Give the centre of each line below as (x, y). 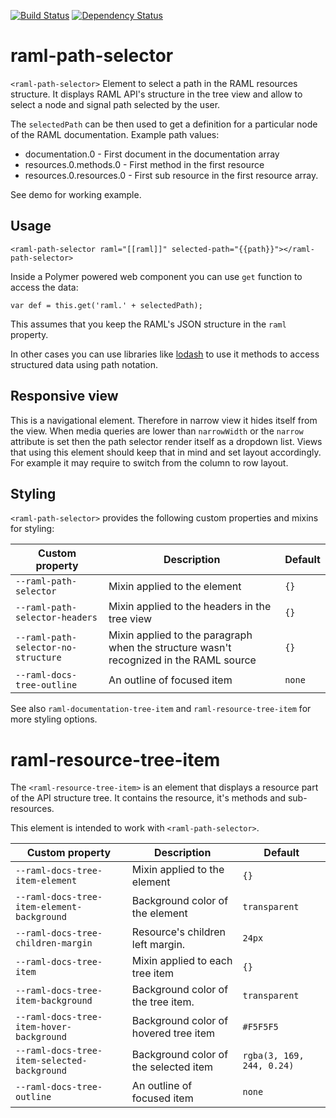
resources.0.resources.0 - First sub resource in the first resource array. (171, 175)
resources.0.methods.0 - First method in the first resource (144, 164)
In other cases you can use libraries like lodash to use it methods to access (165, 354)
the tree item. (163, 1002)
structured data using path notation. (84, 364)
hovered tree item (173, 1033)
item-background (54, 1001)
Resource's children (178, 932)
